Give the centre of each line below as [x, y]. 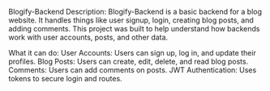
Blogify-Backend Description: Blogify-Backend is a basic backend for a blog [135, 12]
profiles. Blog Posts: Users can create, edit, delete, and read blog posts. [129, 61]
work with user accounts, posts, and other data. [88, 37]
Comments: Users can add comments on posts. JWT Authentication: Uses [133, 70]
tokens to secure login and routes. [66, 79]
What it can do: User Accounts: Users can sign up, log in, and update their [133, 53]
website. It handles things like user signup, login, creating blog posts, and [131, 20]
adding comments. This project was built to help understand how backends [134, 29]
